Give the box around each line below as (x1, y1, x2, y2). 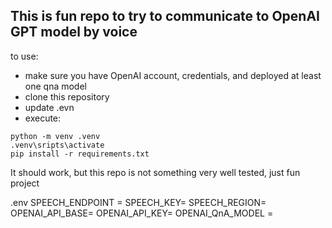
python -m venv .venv (10, 131, 101, 141)
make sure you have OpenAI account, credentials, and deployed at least (24, 69, 322, 81)
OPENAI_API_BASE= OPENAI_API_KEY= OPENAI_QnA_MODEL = (10, 207, 274, 219)
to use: (10, 50, 39, 62)
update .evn (24, 101, 75, 113)
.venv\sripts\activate (10, 140, 105, 150)
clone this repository (24, 90, 110, 103)
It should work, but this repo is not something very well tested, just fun (10, 166, 301, 178)
